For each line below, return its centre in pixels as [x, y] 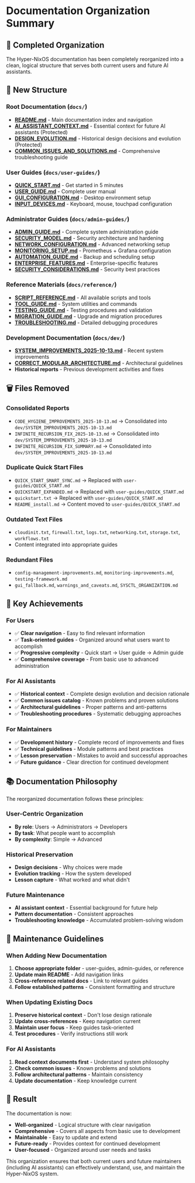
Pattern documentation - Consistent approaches [74, 914]
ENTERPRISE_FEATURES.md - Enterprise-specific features [86, 263]
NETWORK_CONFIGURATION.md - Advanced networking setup [92, 245]
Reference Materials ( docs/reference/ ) [61, 285]
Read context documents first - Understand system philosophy [92, 1062]
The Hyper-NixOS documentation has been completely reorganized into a [95, 59]
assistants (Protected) [41, 132]
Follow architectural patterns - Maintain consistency [79, 1074]
